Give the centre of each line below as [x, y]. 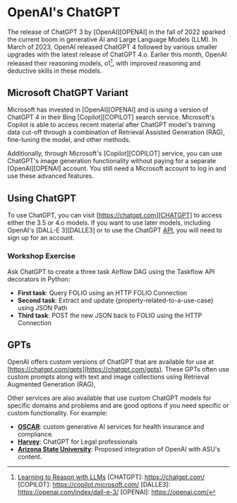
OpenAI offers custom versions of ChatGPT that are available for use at [110, 362]
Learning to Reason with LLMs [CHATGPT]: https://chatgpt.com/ [111, 477]
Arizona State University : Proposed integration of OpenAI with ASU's [119, 449]
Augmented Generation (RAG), [51, 384]
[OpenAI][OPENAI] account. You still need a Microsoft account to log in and [117, 168]
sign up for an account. [41, 238]
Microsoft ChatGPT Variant [68, 93]
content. [30, 457]
